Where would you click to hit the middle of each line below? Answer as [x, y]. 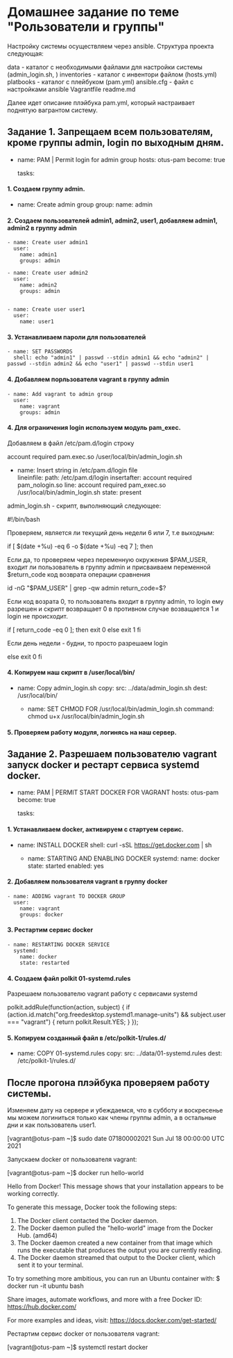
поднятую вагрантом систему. [53, 110]
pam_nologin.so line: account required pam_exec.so [92, 485]
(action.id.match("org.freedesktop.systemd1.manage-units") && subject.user [116, 1015]
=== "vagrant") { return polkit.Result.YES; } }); [73, 1022]
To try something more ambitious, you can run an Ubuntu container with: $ [114, 1279]
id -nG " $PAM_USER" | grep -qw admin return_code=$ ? [87, 588]
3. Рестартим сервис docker [50, 930]
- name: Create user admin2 [48, 273]
